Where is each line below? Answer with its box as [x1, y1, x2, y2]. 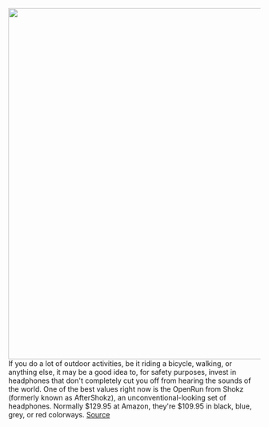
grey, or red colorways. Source [8, 410, 110, 419]
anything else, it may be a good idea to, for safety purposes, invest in [8, 368, 237, 376]
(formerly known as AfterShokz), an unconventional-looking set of [8, 393, 227, 402]
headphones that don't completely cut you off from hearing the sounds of [8, 376, 251, 385]
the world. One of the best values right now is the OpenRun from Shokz [8, 384, 244, 393]
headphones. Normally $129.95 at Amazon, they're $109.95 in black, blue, [8, 401, 252, 411]
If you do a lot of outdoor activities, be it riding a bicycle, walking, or [8, 359, 232, 368]
